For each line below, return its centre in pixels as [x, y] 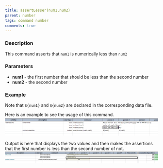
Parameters [19, 67]
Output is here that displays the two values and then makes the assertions [79, 143]
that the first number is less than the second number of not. [65, 149]
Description [19, 43]
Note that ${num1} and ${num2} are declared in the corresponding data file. [79, 105]
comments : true [20, 26]
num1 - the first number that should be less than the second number [80, 77]
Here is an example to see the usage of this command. [59, 115]
